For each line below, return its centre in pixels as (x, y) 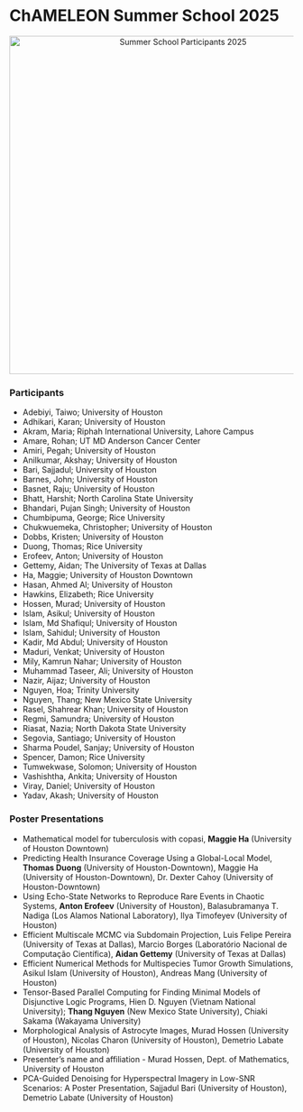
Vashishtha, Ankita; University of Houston (100, 777)
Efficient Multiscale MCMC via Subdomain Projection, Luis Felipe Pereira (156, 934)
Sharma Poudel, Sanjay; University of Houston (108, 748)
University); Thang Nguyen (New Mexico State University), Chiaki (145, 1011)
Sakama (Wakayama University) (82, 1021)
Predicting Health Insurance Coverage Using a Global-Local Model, (147, 858)
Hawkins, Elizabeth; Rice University (88, 594)
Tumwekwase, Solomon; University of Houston (110, 767)
